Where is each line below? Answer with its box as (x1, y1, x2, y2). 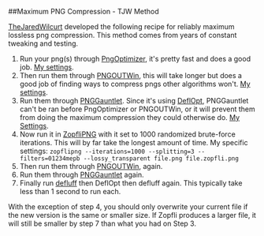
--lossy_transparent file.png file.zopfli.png (83, 155, 239, 163)
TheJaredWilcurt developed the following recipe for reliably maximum (8, 22, 235, 31)
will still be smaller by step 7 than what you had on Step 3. (8, 219, 197, 228)
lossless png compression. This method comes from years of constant (8, 31, 237, 39)
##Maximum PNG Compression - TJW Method (8, 7, 159, 16)
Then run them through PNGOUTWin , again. (19, 162, 163, 170)
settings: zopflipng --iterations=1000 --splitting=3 (19, 146, 195, 155)
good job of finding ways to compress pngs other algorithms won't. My (19, 79, 251, 88)
